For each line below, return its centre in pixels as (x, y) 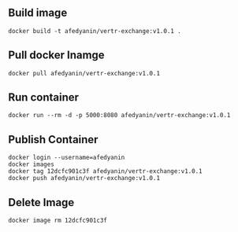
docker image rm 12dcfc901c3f (58, 221)
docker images (32, 164)
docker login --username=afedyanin (67, 158)
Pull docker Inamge (56, 55)
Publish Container (53, 140)
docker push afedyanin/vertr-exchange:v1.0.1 (84, 179)
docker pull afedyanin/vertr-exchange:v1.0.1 (84, 73)
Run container (44, 98)
